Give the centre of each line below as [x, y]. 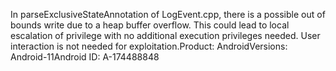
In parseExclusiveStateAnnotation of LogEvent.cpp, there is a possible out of [168, 14]
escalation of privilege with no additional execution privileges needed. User [165, 35]
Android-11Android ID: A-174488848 [85, 57]
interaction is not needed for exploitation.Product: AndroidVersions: [149, 46]
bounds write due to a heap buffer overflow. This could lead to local [150, 25]
